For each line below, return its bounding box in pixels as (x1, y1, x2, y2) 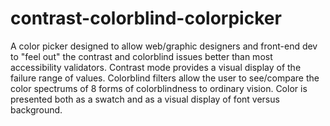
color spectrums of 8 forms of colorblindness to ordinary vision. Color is (10, 82, 308, 94)
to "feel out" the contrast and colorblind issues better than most (10, 50, 273, 62)
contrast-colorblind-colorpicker (10, 7, 282, 30)
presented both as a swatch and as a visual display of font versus (10, 93, 280, 105)
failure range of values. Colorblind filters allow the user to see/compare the (10, 72, 320, 84)
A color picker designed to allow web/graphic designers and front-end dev (10, 40, 318, 52)
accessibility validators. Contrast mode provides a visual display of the (10, 61, 302, 73)
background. (10, 103, 63, 116)
